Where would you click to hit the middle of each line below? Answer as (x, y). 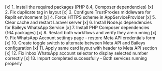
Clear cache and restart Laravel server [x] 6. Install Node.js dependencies (79, 22)
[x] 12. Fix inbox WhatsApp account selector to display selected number (77, 53)
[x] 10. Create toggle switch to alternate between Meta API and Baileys (75, 43)
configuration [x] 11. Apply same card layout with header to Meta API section (81, 48)
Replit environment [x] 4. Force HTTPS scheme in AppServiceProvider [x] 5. (81, 17)
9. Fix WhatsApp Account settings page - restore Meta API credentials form (80, 38)
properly (14, 63)
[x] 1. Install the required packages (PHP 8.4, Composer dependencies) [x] (79, 7)
